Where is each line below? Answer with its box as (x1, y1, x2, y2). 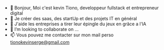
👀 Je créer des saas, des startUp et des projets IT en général (10, 16, 137, 21)
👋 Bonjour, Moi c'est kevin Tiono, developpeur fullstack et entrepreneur (10, 5, 159, 11)
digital (10, 10, 23, 16)
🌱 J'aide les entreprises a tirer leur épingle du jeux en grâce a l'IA (10, 21, 147, 27)
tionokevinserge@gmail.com (10, 39, 70, 45)
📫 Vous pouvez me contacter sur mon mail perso (10, 32, 114, 38)
